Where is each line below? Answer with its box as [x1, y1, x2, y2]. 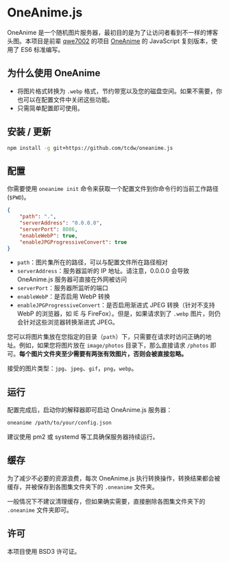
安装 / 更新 [7, 126, 51, 138]
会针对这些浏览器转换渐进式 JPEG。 [16, 318, 119, 327]
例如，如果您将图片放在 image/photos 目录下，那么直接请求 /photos [19, 341, 209, 350]
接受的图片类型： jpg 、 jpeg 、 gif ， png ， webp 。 [7, 364, 138, 372]
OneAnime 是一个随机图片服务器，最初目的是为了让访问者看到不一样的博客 [7, 28, 219, 36]
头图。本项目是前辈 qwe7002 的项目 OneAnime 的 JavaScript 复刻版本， [7, 36, 212, 45]
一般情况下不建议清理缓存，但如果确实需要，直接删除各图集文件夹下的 [7, 497, 206, 505]
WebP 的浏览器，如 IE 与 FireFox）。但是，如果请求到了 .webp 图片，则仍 [16, 309, 221, 318]
